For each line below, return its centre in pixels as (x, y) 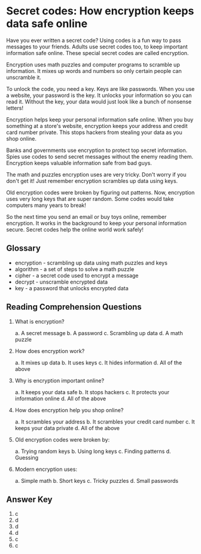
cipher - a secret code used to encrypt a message (77, 275)
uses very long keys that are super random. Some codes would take (90, 199)
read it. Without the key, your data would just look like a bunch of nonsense (99, 101)
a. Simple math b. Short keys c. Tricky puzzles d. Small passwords (96, 480)
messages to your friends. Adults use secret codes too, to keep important (97, 47)
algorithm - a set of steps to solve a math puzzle (74, 269)
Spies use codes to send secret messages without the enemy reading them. (100, 156)
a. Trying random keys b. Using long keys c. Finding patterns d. (93, 451)
